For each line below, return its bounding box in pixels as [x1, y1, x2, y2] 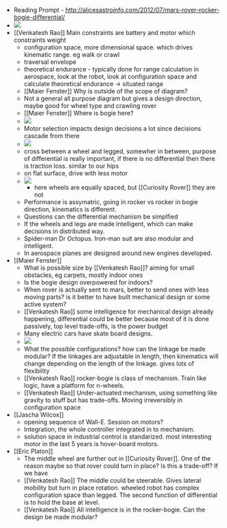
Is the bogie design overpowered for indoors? [23, 278, 153, 286]
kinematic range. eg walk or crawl [23, 51, 120, 58]
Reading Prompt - [13, 6, 64, 14]
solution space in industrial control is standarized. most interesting [23, 432, 212, 441]
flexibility [23, 367, 50, 375]
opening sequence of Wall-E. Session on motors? [23, 418, 164, 426]
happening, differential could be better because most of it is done [23, 315, 209, 322]
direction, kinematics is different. [23, 206, 117, 213]
